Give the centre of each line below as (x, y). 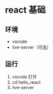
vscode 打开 (25, 76)
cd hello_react (26, 82)
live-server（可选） (31, 47)
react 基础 (26, 10)
